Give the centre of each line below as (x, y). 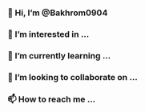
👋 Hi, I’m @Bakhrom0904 (58, 13)
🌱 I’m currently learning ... (59, 55)
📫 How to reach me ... (52, 99)
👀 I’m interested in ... (48, 34)
